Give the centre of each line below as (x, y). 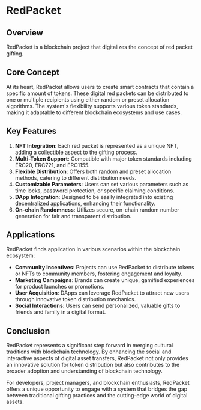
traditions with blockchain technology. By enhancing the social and (89, 352)
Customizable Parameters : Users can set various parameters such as (102, 184)
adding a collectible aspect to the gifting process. (76, 152)
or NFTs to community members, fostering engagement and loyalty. (99, 274)
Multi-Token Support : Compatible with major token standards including (103, 158)
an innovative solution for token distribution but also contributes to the (93, 365)
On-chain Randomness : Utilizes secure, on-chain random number (97, 210)
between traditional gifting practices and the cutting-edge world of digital (97, 396)
